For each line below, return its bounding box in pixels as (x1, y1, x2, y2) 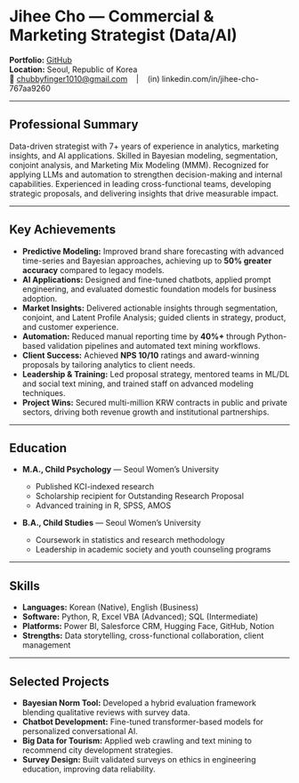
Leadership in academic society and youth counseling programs (35, 545, 271, 555)
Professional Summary (9, 117, 139, 133)
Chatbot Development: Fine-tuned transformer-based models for (21, 716, 264, 727)
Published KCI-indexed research (35, 481, 155, 492)
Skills (9, 578, 40, 593)
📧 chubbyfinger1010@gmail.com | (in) (9, 73, 160, 84)
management (21, 640, 71, 650)
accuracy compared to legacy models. (21, 264, 165, 275)
